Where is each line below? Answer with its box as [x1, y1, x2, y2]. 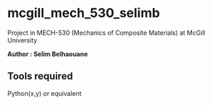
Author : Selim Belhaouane [7, 50, 88, 58]
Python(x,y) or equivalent [7, 89, 82, 97]
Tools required [7, 70, 73, 82]
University [7, 35, 38, 44]
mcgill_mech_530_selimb [7, 5, 160, 21]
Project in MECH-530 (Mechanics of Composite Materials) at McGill [7, 28, 206, 37]
